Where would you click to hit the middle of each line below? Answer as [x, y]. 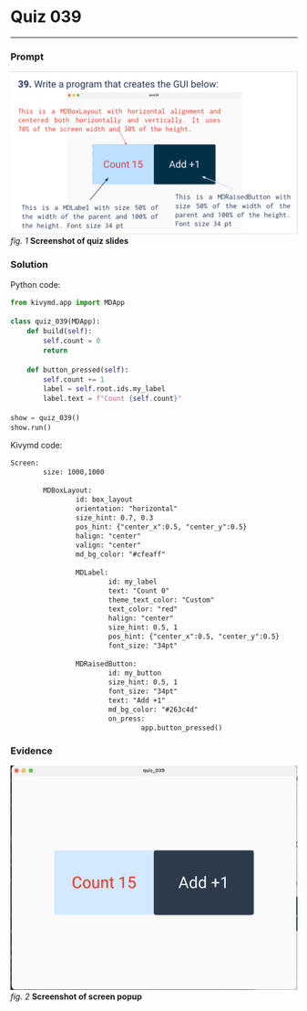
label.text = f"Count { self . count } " [113, 399]
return [56, 350]
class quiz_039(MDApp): [56, 321]
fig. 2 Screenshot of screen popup [76, 996]
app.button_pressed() [182, 728]
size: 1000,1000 [74, 472]
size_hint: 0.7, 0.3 [114, 518]
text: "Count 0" [139, 591]
